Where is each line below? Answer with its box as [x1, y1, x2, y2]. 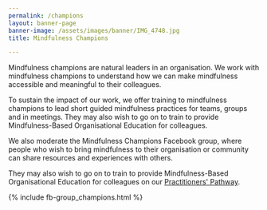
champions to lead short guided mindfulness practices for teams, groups [8, 104, 248, 113]
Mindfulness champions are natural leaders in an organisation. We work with [8, 63, 260, 73]
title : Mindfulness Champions [8, 34, 109, 42]
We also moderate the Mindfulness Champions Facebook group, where [8, 137, 242, 146]
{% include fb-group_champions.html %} [8, 192, 143, 202]
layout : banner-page [8, 19, 77, 27]
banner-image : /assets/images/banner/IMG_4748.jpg [8, 26, 180, 34]
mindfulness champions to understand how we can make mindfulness [8, 71, 238, 81]
